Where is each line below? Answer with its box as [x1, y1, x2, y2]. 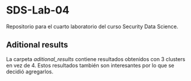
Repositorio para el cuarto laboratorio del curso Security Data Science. [6, 23, 179, 30]
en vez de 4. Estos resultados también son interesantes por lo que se [6, 62, 174, 69]
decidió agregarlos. [6, 68, 54, 75]
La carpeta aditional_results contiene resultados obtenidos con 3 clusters [6, 55, 186, 62]
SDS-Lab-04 [6, 4, 70, 17]
